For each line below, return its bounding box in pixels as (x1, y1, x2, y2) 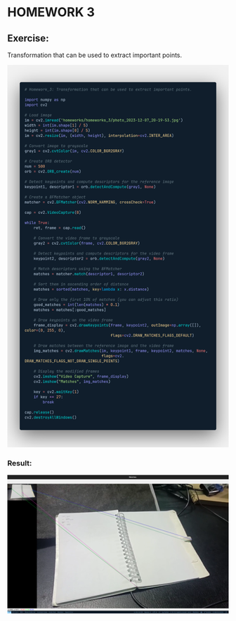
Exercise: (7, 32, 49, 44)
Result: (7, 459, 32, 468)
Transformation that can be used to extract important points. (7, 51, 183, 59)
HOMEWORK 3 (7, 4, 95, 20)
